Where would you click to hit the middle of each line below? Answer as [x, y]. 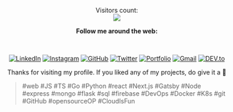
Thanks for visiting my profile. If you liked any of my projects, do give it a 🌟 [117, 72]
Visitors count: [117, 10]
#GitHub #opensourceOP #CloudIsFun [78, 101]
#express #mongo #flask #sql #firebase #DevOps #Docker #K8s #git [124, 94]
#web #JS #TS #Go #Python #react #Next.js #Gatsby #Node [112, 86]
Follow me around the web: [117, 31]
